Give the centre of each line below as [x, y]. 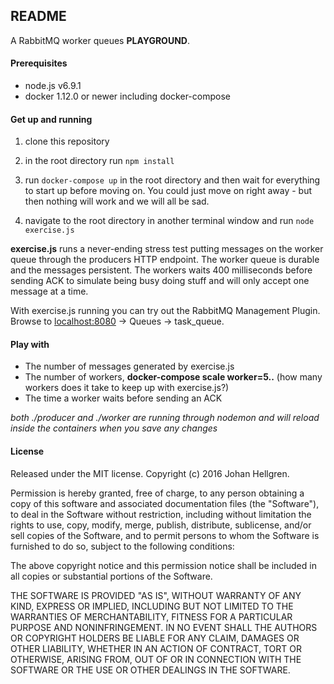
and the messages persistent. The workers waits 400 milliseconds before [161, 270]
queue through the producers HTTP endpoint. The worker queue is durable [165, 260]
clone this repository [67, 141]
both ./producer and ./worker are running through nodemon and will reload [165, 418]
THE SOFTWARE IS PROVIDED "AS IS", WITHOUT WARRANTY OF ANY [156, 595]
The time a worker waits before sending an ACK [123, 398]
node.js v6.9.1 [53, 86]
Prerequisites [39, 63]
